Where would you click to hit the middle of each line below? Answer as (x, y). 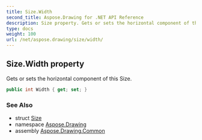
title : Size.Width (29, 12)
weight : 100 (21, 34)
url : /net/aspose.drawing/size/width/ (55, 40)
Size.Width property (45, 64)
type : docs (20, 29)
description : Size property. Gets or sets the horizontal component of (98, 23)
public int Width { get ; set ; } (47, 90)
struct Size (28, 118)
